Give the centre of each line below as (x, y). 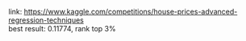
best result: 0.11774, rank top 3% (62, 29)
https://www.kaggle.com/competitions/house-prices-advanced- (131, 12)
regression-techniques (46, 20)
